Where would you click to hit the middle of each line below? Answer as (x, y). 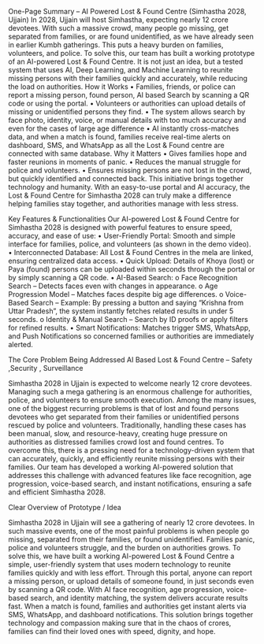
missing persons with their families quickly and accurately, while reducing (128, 78)
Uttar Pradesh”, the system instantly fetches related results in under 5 (121, 311)
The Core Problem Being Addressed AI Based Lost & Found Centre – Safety (130, 360)
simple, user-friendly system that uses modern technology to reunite (119, 564)
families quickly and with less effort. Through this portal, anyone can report (130, 573)
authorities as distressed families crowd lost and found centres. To (116, 442)
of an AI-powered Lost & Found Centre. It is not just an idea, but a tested (126, 61)
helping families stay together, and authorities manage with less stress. (123, 204)
